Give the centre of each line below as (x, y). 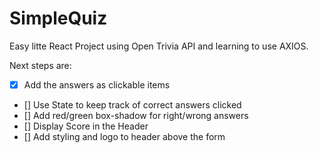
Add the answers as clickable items (97, 84)
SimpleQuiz (58, 18)
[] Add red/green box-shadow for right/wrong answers (136, 115)
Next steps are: (40, 65)
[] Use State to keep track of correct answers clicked (132, 105)
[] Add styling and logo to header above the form (124, 136)
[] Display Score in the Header (86, 126)
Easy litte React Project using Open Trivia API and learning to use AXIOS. (159, 46)
